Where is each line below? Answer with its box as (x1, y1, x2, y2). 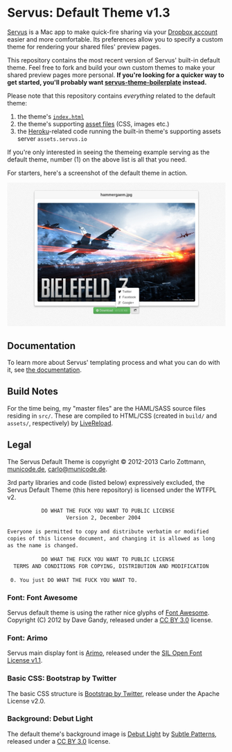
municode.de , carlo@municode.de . (7, 465, 108, 473)
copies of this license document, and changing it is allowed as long (7, 535, 215, 542)
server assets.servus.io (17, 134, 88, 143)
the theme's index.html (17, 112, 84, 121)
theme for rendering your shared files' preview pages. (7, 42, 161, 51)
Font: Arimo (7, 633, 48, 642)
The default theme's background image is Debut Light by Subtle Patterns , (7, 730, 217, 738)
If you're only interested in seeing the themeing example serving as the (7, 148, 210, 156)
